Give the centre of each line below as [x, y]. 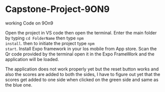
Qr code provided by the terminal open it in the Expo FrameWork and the [80, 54]
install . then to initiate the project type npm [50, 43]
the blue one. [19, 85]
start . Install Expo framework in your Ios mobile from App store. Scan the [81, 48]
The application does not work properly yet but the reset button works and [82, 69]
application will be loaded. [32, 59]
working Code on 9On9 [29, 23]
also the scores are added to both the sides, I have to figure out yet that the [83, 74]
